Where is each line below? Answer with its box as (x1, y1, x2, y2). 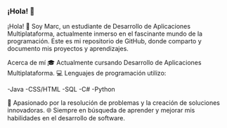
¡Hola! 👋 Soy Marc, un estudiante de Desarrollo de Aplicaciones (7, 22, 191, 31)
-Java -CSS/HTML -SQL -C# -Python (7, 85, 116, 94)
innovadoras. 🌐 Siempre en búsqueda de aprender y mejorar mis (7, 106, 195, 115)
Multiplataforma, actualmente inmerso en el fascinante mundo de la (7, 29, 202, 38)
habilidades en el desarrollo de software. (7, 114, 125, 122)
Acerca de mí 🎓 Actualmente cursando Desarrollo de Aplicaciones (7, 59, 202, 67)
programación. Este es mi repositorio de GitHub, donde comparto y (7, 37, 202, 45)
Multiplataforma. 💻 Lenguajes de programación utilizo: (7, 69, 167, 78)
